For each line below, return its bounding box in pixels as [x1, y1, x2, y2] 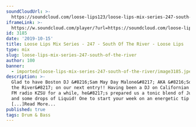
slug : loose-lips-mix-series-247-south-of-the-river [6, 52, 137, 58]
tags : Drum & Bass [6, 112, 51, 118]
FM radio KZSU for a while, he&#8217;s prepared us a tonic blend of [11, 90, 184, 96]
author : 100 [6, 57, 35, 63]
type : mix [6, 47, 30, 53]
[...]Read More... [11, 101, 57, 107]
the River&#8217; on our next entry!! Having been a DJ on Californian [11, 85, 190, 91]
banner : [6, 63, 25, 69]
